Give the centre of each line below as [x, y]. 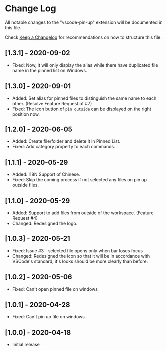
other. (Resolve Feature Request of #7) [52, 103]
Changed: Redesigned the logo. [45, 223]
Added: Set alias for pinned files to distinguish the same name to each [84, 98]
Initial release [26, 345]
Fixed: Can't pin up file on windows [48, 317]
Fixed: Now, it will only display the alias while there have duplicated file [85, 65]
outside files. [25, 185]
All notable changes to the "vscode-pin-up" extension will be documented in [84, 22]
